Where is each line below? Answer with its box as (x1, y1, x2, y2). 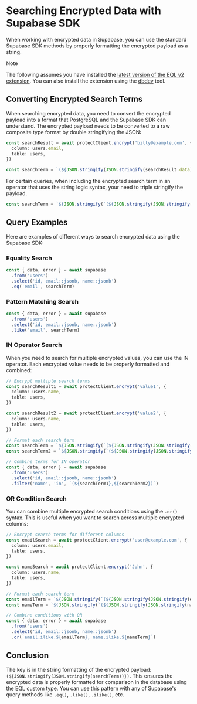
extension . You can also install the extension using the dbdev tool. (6, 77, 166, 84)
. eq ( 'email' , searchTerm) (11, 283, 75, 290)
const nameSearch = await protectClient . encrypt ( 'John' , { (6, 564, 154, 570)
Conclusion (6, 651, 49, 661)
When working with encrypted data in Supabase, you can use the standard (6, 36, 187, 43)
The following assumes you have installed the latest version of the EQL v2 (6, 71, 185, 78)
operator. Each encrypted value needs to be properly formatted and (6, 360, 170, 368)
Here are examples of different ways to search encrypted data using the (6, 233, 180, 240)
